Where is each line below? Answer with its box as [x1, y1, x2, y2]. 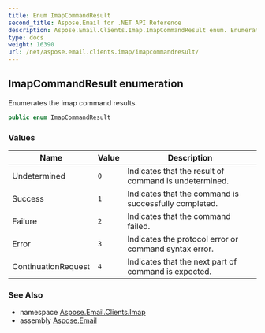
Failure [12, 216, 38, 227]
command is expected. [127, 265, 212, 276]
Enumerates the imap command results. [8, 98, 138, 107]
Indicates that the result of [127, 165, 225, 176]
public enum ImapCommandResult [8, 113, 111, 121]
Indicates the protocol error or [127, 233, 239, 244]
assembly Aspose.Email [19, 316, 97, 325]
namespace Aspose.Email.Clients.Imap [19, 308, 146, 317]
